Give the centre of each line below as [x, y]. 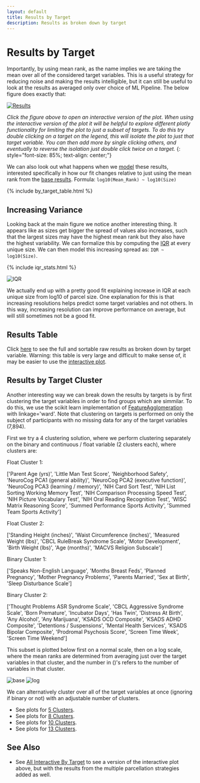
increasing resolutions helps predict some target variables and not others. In [100, 303]
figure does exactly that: [36, 94]
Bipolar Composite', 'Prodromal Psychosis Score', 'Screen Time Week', [93, 632]
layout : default [27, 12]
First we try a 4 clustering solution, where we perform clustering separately [99, 438]
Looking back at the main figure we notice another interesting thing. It [92, 224]
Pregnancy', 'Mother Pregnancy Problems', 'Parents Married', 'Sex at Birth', [98, 577]
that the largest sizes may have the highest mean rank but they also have [96, 237]
